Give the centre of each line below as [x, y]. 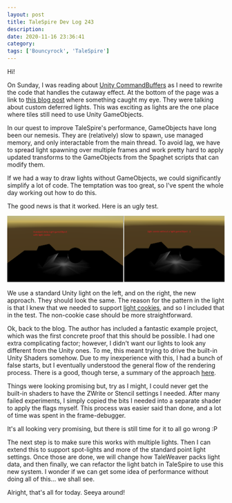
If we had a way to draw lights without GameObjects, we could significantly [114, 178]
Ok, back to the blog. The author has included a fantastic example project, [113, 329]
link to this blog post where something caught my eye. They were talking [110, 100]
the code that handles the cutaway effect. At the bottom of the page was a [113, 92]
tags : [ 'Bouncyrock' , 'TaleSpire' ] [58, 51]
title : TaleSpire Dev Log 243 [51, 22]
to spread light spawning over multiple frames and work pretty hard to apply [115, 150]
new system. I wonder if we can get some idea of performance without [108, 472]
